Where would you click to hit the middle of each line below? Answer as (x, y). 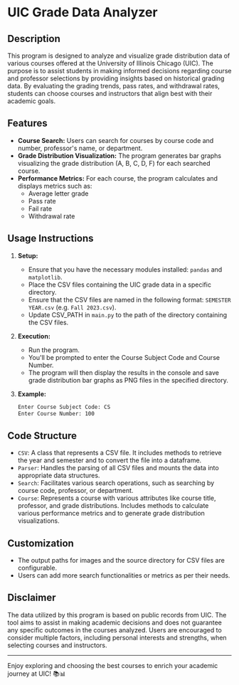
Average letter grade (58, 193)
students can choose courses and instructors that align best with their (110, 94)
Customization (41, 543)
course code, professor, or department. (75, 491)
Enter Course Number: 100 (56, 413)
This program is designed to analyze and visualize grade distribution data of (119, 55)
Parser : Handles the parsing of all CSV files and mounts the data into (118, 468)
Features (27, 123)
